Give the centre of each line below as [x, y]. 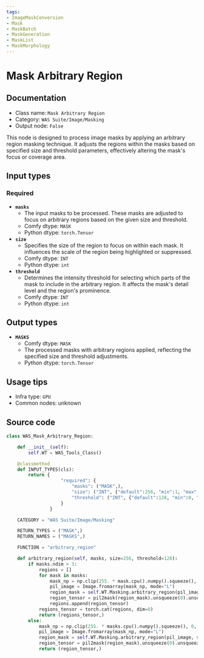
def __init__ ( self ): [43, 447]
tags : [13, 12]
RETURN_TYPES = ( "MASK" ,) [50, 531]
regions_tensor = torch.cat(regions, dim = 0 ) [96, 609]
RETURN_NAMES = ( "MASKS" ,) [51, 536]
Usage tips [27, 382]
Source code [31, 422]
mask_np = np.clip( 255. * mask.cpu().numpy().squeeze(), [123, 581]
